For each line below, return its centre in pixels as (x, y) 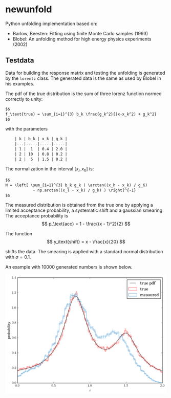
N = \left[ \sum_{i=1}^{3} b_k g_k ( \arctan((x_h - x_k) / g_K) (76, 185)
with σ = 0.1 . (18, 257)
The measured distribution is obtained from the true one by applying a (79, 205)
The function (19, 233)
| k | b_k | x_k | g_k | (41, 139)
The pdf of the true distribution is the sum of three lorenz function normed (84, 94)
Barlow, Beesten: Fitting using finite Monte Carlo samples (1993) (80, 33)
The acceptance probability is (37, 215)
